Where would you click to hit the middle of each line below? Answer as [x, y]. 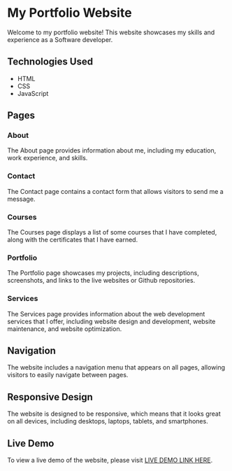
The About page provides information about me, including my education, [112, 150]
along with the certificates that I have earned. [73, 240]
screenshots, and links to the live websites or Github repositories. [101, 281]
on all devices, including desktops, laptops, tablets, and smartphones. [108, 421]
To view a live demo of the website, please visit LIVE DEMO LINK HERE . [110, 461]
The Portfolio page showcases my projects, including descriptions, [103, 273]
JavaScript [33, 93]
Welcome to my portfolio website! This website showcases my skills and [111, 32]
